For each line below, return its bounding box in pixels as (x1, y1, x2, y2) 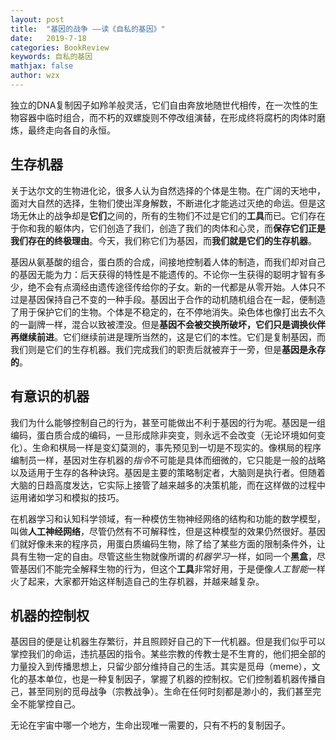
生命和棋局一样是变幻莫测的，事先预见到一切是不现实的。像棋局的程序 (31, 441, 322, 453)
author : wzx (10, 71, 60, 81)
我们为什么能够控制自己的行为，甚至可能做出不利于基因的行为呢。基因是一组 (10, 416, 326, 428)
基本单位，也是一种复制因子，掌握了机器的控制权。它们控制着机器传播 (27, 673, 317, 685)
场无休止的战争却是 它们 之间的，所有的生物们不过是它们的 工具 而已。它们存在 (10, 209, 326, 221)
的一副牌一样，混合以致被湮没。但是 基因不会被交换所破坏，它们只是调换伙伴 (10, 318, 326, 330)
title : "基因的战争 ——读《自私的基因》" (10, 24, 166, 34)
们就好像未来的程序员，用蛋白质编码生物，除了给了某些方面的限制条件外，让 (10, 537, 326, 550)
